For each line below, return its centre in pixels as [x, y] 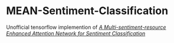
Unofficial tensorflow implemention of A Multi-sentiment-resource [86, 27]
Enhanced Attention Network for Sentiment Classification [76, 33]
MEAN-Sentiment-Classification [87, 11]
